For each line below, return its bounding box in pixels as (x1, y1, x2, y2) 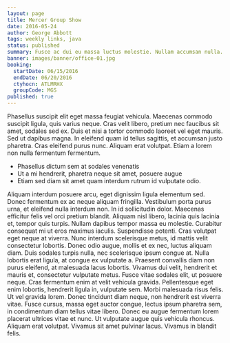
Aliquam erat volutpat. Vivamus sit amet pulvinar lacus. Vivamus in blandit (7, 322, 217, 330)
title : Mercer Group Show (7, 17, 81, 23)
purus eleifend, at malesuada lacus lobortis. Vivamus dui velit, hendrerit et (7, 263, 218, 271)
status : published (7, 42, 60, 49)
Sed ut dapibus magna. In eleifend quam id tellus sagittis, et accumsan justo (7, 134, 223, 142)
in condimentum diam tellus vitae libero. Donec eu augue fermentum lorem (7, 307, 219, 315)
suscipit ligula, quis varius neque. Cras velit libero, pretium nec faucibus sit (7, 120, 220, 127)
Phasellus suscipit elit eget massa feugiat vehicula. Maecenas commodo (7, 112, 213, 121)
